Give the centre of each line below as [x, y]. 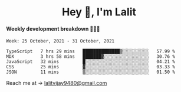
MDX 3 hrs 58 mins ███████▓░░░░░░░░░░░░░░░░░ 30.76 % [91, 57]
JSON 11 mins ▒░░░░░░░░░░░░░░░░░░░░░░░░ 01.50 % [91, 72]
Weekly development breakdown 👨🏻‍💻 [53, 28]
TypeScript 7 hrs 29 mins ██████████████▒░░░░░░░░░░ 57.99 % [91, 52]
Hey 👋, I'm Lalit [99, 12]
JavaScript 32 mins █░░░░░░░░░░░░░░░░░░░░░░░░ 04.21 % [91, 62]
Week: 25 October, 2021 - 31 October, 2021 [60, 41]
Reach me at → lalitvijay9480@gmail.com [57, 83]
